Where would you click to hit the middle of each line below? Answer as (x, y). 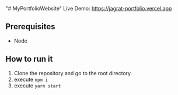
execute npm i (31, 79)
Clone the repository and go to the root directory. (73, 73)
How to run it (29, 59)
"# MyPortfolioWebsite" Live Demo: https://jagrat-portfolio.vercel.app (89, 8)
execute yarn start (37, 85)
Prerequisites (30, 27)
